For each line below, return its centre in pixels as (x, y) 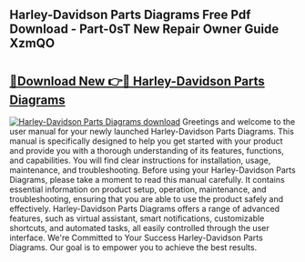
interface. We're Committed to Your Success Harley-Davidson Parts (137, 237)
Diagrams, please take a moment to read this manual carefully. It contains (147, 180)
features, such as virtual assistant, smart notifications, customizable (137, 218)
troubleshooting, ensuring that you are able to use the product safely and (147, 199)
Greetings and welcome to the (239, 121)
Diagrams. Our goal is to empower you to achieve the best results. (133, 247)
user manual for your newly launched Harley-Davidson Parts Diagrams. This (152, 131)
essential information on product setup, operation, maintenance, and (138, 189)
